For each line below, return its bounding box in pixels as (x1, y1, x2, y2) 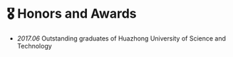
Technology (16, 41, 53, 50)
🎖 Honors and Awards (6, 6, 137, 22)
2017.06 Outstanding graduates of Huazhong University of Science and (16, 33, 226, 43)
